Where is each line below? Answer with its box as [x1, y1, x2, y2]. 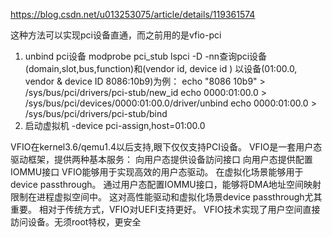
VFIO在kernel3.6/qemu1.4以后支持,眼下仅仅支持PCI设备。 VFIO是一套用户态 [10, 141, 323, 153]
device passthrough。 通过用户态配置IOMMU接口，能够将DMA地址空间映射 [10, 179, 322, 190]
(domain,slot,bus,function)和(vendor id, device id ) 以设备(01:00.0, [24, 63, 298, 74]
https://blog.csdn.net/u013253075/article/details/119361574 [10, 9, 256, 20]
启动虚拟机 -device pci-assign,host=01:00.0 [24, 120, 206, 131]
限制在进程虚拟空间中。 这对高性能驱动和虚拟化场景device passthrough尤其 [10, 191, 323, 203]
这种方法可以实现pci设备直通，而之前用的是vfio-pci [10, 29, 222, 41]
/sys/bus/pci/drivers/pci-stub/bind [24, 108, 168, 119]
